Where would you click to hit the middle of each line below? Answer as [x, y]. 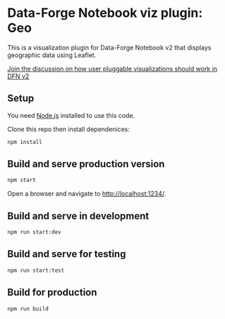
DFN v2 [18, 76]
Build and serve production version [86, 164]
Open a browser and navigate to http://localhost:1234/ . [87, 194]
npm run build [28, 308]
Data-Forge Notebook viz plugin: [105, 13]
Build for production [52, 293]
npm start [22, 180]
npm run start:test [36, 270]
